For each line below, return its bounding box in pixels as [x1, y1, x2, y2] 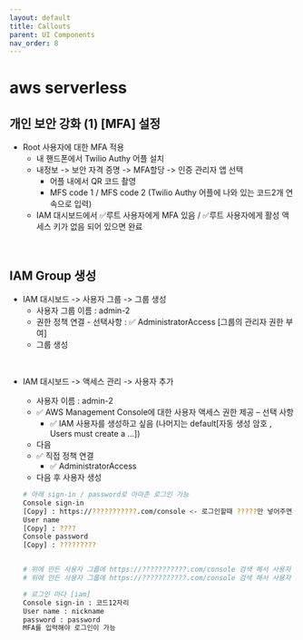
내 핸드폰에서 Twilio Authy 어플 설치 [35, 153, 165, 164]
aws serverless [9, 78, 128, 98]
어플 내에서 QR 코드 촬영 [49, 176, 136, 187]
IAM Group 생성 [9, 268, 97, 283]
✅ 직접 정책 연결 [35, 450, 94, 461]
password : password [22, 615, 101, 625]
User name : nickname [22, 606, 104, 615]
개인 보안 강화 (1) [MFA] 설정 [9, 115, 161, 132]
